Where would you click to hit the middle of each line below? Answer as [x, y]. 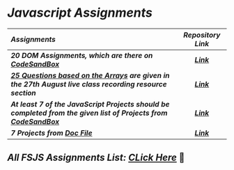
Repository [202, 35]
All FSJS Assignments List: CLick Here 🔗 [96, 158]
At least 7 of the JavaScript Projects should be [90, 104]
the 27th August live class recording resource [89, 84]
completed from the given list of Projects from [89, 113]
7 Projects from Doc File [52, 132]
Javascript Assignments [80, 13]
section [23, 93]
